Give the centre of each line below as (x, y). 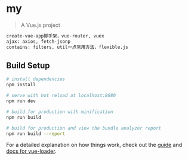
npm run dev (21, 101)
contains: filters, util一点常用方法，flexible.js (67, 47)
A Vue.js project (41, 25)
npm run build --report (36, 134)
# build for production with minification (60, 112)
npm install (21, 85)
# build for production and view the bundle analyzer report (84, 128)
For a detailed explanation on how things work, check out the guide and (94, 145)
